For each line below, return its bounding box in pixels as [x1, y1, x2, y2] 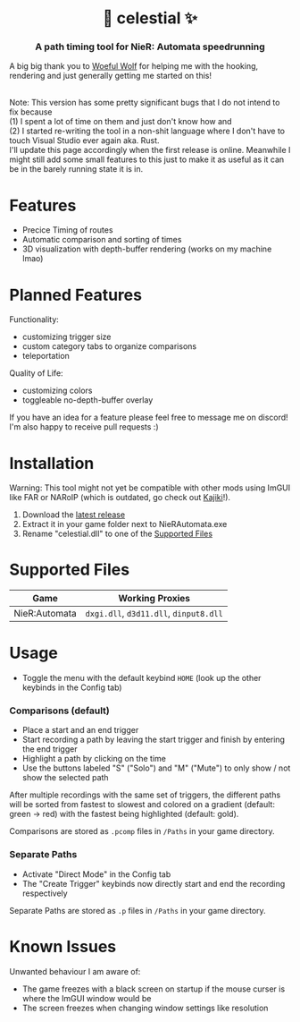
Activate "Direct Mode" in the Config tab [21, 868, 171, 880]
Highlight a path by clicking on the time [21, 754, 167, 764]
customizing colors [21, 385, 93, 396]
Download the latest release [21, 509, 126, 520]
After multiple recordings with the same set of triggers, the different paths [9, 789, 281, 800]
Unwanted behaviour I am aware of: [9, 966, 141, 976]
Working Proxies [118, 592, 190, 605]
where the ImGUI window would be [21, 992, 152, 1003]
